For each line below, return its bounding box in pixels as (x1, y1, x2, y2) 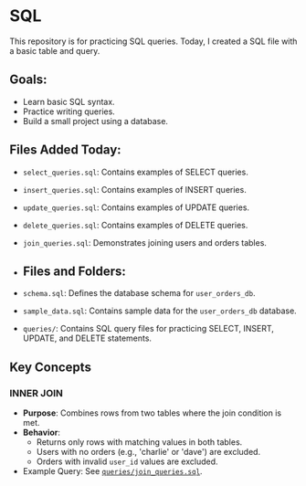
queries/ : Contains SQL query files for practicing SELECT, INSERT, (22, 323, 274, 334)
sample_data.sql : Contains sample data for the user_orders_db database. (22, 305, 297, 316)
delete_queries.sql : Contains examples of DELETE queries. (22, 219, 248, 230)
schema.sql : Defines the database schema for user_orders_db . (22, 288, 256, 299)
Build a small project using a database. (22, 115, 169, 126)
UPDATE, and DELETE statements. (22, 333, 153, 343)
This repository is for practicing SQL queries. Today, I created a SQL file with (9, 36, 298, 47)
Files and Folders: (22, 263, 126, 279)
